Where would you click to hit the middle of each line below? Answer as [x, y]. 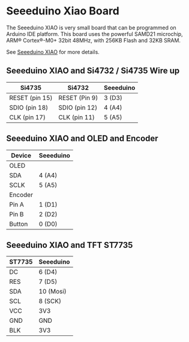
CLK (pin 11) [76, 117]
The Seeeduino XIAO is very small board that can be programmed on [91, 28]
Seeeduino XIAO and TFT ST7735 [70, 245]
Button [19, 224]
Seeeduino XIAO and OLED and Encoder [82, 139]
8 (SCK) [50, 301]
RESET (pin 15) [31, 98]
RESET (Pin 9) [78, 98]
